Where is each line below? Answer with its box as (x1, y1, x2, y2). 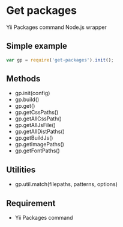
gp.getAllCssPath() (14, 115, 62, 122)
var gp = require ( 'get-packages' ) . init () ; (6, 57, 114, 63)
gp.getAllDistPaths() (14, 128, 65, 135)
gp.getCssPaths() (14, 109, 59, 116)
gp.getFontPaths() (14, 147, 60, 154)
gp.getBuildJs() (14, 134, 53, 141)
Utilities (6, 164, 36, 175)
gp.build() (14, 96, 40, 103)
